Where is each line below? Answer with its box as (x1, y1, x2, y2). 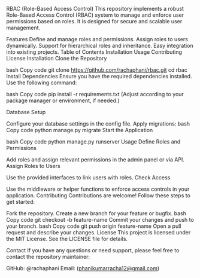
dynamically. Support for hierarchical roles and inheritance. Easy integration (6, 42, 193, 49)
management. (6, 24, 41, 31)
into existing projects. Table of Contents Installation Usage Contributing (6, 48, 183, 56)
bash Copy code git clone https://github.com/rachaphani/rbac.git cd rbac (6, 66, 187, 74)
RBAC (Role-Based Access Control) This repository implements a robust (6, 5, 184, 12)
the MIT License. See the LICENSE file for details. (6, 236, 128, 242)
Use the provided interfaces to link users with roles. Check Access (6, 174, 171, 181)
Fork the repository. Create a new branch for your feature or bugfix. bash (6, 210, 187, 217)
